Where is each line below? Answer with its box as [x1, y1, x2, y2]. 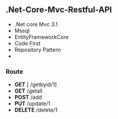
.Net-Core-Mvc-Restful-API [5, 5, 112, 15]
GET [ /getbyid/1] [14, 81, 57, 89]
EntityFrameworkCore [14, 33, 69, 41]
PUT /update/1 [14, 100, 51, 107]
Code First [14, 39, 40, 47]
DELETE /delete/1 [14, 106, 58, 114]
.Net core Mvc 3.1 [14, 20, 58, 28]
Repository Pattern [14, 46, 61, 53]
